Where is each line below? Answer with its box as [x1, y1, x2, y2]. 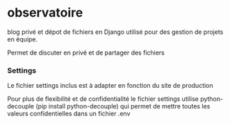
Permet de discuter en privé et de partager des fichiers [7, 48, 165, 57]
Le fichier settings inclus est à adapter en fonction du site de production [7, 82, 213, 90]
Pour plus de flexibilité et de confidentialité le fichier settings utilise [7, 95, 199, 103]
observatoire [7, 5, 83, 21]
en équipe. [7, 35, 38, 43]
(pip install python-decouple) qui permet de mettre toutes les [35, 102, 211, 111]
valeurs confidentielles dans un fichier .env [7, 109, 131, 118]
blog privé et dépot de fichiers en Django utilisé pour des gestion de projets [7, 28, 224, 36]
